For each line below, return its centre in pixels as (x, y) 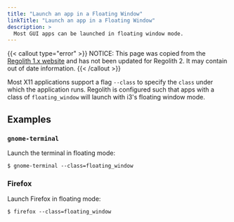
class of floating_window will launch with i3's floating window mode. (106, 97)
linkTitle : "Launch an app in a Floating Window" (82, 20)
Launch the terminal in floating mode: (61, 153)
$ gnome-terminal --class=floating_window (70, 166)
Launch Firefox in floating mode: (54, 199)
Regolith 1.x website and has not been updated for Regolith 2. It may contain (117, 61)
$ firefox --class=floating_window (59, 212)
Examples (29, 119)
